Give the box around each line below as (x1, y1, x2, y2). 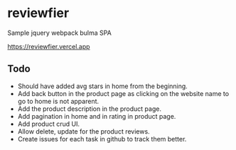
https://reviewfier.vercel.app (7, 42, 90, 50)
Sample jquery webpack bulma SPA (7, 28, 112, 37)
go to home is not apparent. (17, 97, 100, 105)
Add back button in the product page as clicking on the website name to (17, 89, 230, 97)
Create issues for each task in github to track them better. (17, 134, 187, 143)
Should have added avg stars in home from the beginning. (17, 82, 188, 90)
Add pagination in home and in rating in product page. (17, 112, 176, 120)
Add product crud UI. (17, 119, 80, 128)
